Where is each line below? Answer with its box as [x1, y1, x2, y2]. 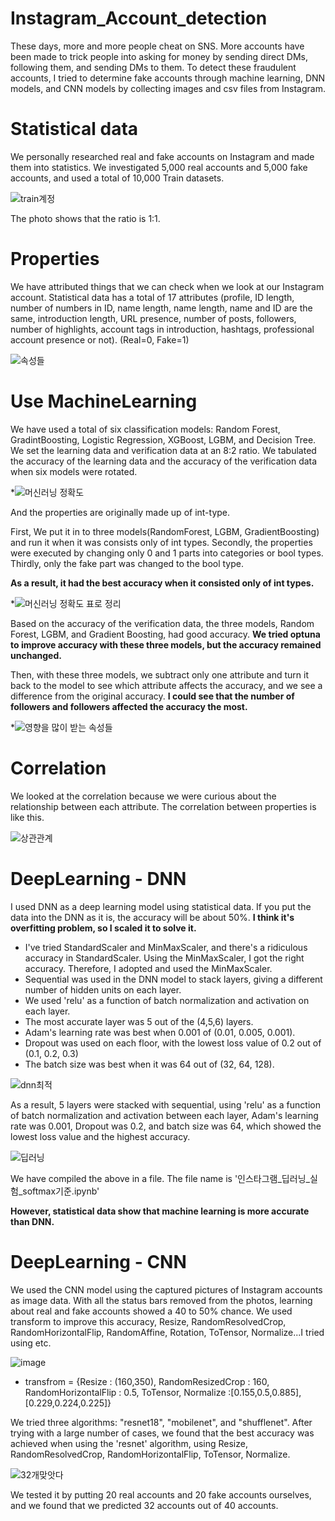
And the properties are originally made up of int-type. [10, 506, 231, 518]
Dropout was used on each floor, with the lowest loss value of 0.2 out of [24, 1037, 322, 1049]
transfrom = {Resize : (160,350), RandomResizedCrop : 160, [24, 1375, 270, 1387]
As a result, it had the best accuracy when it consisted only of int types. [10, 577, 315, 589]
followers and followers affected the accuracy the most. [10, 700, 248, 712]
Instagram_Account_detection [10, 7, 268, 30]
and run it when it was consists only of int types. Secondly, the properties [10, 536, 313, 548]
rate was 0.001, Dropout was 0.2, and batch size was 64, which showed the [10, 1120, 322, 1132]
